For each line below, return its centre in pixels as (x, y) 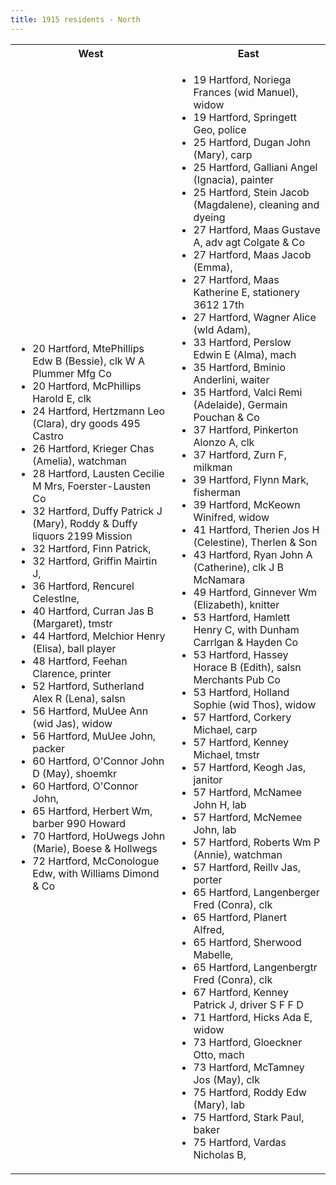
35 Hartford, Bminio (239, 367)
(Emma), (213, 267)
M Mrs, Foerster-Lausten (92, 486)
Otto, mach (219, 1054)
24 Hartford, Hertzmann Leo (99, 411)
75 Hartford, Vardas (240, 1142)
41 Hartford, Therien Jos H (256, 529)
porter (208, 879)
